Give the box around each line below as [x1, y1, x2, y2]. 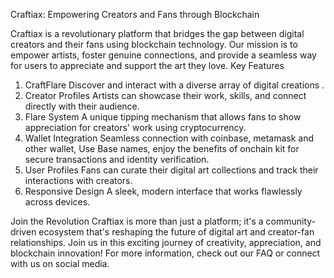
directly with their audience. [24, 100, 140, 112]
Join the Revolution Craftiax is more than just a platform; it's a [10, 215, 264, 227]
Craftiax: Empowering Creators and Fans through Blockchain [10, 9, 260, 20]
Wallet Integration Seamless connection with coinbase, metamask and [24, 132, 315, 144]
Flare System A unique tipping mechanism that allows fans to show [24, 111, 302, 123]
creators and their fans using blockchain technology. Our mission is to [10, 39, 298, 50]
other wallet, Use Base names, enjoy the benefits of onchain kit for [24, 143, 300, 154]
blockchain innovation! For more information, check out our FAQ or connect [10, 247, 321, 259]
